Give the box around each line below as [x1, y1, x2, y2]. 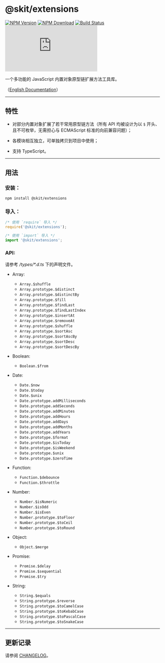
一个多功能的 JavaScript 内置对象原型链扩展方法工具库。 [5, 76, 120, 82]
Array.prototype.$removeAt [19, 318, 75, 323]
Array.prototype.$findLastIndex [19, 308, 86, 313]
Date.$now [19, 383, 40, 388]
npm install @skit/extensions [5, 196, 67, 201]
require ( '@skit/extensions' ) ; [5, 224, 67, 230]
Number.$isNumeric [19, 499, 57, 504]
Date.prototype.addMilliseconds [19, 398, 86, 403]
